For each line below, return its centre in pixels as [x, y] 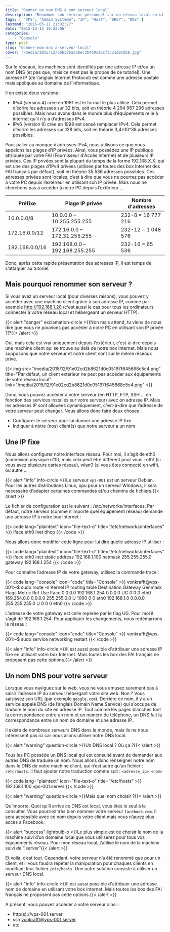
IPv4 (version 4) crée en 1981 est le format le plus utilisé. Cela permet [85, 102]
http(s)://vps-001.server [38, 914]
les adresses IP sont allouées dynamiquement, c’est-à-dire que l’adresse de [84, 406]
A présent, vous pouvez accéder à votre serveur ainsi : [62, 904]
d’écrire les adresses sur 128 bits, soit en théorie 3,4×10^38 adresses [84, 129]
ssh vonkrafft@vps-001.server [44, 919]
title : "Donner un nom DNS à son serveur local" [57, 10]
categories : [18, 33]
